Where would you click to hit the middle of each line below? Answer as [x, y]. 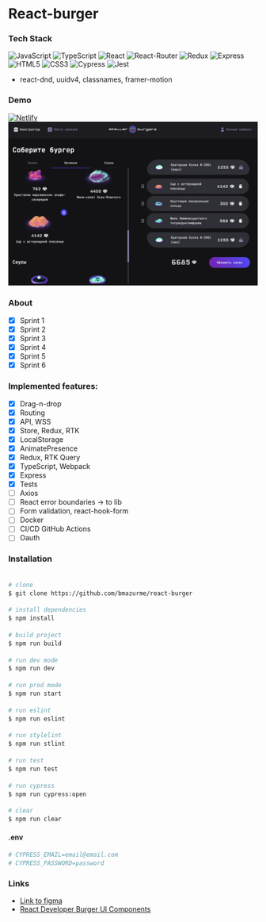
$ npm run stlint [37, 744]
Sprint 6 [32, 365]
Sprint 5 [32, 356]
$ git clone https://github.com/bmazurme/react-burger [101, 593]
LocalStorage [42, 439]
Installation [30, 559]
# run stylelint [35, 736]
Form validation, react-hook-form [74, 511]
